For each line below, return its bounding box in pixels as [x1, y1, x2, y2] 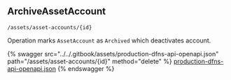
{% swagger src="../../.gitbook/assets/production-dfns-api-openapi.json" [7, 49, 219, 58]
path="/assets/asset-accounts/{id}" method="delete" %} [7, 57, 173, 65]
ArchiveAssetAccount [7, 6, 106, 17]
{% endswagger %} [57, 64, 115, 72]
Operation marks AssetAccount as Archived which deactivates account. [7, 36, 211, 45]
